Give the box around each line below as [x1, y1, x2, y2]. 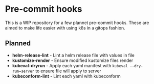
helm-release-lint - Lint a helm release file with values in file [12, 52, 134, 58]
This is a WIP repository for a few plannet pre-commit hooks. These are [5, 20, 149, 26]
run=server [12, 69, 35, 74]
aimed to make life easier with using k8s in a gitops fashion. [5, 25, 126, 30]
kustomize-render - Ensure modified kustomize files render [12, 57, 133, 63]
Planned [5, 39, 31, 48]
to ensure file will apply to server [35, 68, 102, 74]
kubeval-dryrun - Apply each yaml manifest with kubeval [12, 62, 128, 68]
